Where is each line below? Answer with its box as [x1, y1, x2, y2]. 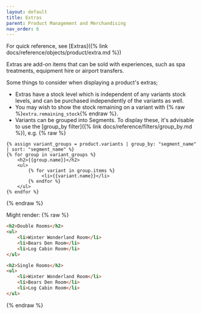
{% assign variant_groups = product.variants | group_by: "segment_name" [6, 141, 197, 148]
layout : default [6, 9, 47, 15]
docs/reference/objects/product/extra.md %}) [6, 49, 122, 56]
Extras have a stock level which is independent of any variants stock [15, 90, 186, 98]
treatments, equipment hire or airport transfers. [6, 67, 124, 75]
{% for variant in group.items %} [28, 168, 115, 174]
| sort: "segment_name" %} [6, 146, 75, 152]
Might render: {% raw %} [6, 211, 69, 219]
